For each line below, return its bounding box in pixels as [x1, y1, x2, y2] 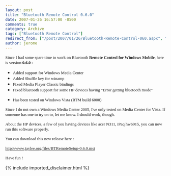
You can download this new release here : [5, 136, 74, 141]
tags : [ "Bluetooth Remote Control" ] [5, 31, 83, 36]
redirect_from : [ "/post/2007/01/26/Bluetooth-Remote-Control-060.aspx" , [5, 36, 163, 41]
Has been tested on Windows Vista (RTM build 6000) [12, 97, 102, 103]
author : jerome [5, 41, 38, 46]
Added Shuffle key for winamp [12, 76, 65, 81]
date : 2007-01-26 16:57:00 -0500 [5, 17, 76, 22]
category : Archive [5, 27, 44, 32]
